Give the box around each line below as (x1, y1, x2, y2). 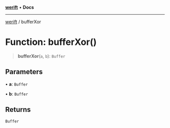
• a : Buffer (5, 81, 28, 87)
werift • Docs (5, 5, 34, 10)
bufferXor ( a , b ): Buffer (17, 53, 66, 59)
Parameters (5, 68, 43, 76)
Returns (5, 105, 31, 114)
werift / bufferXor (5, 19, 41, 25)
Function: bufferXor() (5, 36, 97, 48)
